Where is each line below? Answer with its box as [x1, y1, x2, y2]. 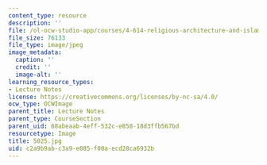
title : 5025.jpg [8, 136, 62, 145]
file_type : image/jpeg [8, 41, 83, 49]
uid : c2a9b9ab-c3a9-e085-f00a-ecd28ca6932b [8, 144, 155, 152]
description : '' [8, 19, 62, 27]
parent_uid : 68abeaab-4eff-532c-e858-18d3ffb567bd [8, 122, 180, 130]
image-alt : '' [15, 71, 62, 79]
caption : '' [15, 56, 56, 64]
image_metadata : [8, 48, 62, 56]
